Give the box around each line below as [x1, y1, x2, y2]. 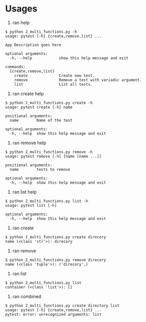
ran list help [12, 189, 37, 195]
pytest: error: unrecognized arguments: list [5, 311, 101, 317]
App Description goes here [5, 42, 61, 48]
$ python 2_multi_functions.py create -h [5, 100, 93, 105]
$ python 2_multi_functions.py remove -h [5, 149, 93, 154]
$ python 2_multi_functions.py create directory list [5, 303, 120, 308]
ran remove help [12, 140, 46, 146]
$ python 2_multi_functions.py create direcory [5, 234, 106, 239]
